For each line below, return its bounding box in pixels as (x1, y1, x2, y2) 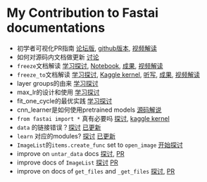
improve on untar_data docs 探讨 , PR (16, 149, 125, 157)
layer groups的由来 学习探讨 (16, 79, 99, 87)
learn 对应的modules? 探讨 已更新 (16, 131, 116, 140)
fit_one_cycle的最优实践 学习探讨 (16, 96, 113, 105)
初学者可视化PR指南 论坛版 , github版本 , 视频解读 (16, 44, 158, 52)
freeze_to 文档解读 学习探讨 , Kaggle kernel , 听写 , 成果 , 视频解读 (16, 70, 200, 79)
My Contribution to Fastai (6, 5, 159, 21)
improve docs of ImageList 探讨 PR (16, 158, 118, 167)
